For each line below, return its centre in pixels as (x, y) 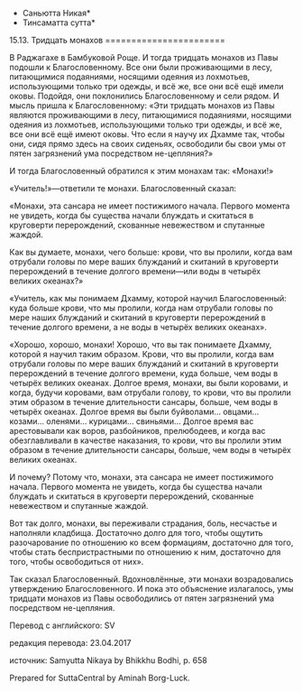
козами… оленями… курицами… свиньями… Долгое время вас (132, 421)
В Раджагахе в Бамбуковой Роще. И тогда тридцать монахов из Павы (144, 57)
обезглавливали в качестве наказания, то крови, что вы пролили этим (146, 440)
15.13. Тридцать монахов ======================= (117, 40)
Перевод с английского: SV (62, 625)
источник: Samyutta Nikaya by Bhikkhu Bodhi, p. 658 (108, 660)
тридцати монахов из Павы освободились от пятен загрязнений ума (142, 598)
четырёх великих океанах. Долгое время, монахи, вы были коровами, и (149, 383)
